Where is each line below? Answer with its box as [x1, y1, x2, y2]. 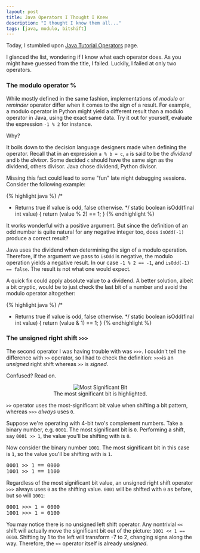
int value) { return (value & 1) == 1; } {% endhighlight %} [14, 319, 152, 327]
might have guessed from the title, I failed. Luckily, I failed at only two [6, 60, 177, 67]
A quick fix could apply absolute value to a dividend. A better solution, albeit [6, 277, 193, 284]
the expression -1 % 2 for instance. [6, 120, 93, 128]
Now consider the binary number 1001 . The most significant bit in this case [6, 444, 190, 451]
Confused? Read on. [6, 372, 57, 379]
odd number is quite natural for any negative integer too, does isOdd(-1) [6, 228, 184, 235]
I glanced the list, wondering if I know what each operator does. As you [6, 53, 181, 61]
